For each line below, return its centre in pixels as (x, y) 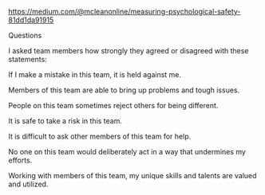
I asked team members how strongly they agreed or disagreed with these (129, 51)
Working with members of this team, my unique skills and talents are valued (132, 175)
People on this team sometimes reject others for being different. (113, 105)
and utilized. (28, 184)
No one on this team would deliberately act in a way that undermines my (127, 152)
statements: (28, 59)
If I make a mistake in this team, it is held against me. (95, 74)
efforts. (20, 160)
